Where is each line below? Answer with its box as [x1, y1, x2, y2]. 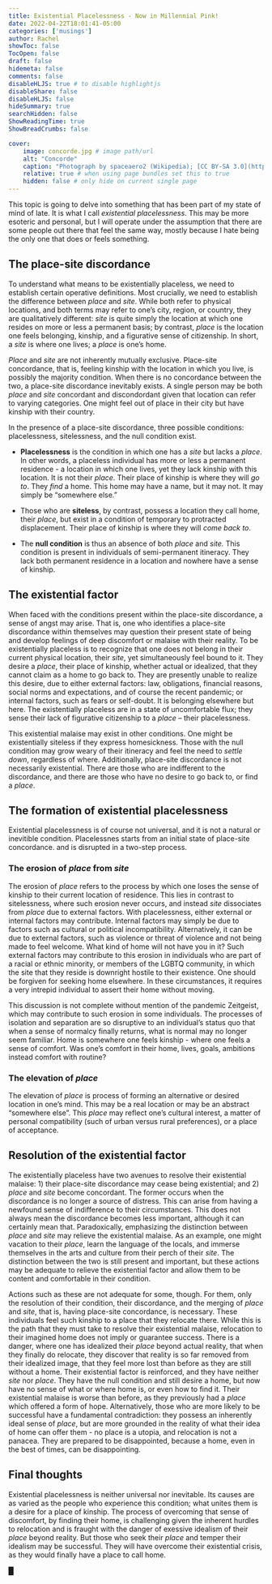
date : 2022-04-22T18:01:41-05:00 [8, 19, 121, 28]
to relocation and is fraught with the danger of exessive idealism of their [8, 1524, 249, 1534]
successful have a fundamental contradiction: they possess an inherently [8, 1410, 253, 1419]
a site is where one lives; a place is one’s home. [8, 339, 168, 349]
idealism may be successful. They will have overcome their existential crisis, [8, 1541, 263, 1551]
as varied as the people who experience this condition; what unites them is [8, 1498, 258, 1508]
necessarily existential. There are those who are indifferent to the [8, 763, 226, 773]
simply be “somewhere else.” [19, 490, 117, 500]
